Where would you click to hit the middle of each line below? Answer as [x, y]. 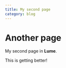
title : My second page [28, 9]
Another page [33, 38]
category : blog [20, 14]
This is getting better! [26, 60]
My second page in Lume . [31, 51]
